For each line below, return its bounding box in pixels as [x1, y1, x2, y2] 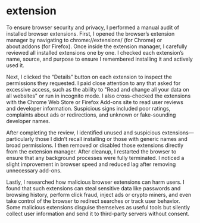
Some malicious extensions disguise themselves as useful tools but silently [6, 203, 190, 211]
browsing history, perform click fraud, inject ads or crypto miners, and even [6, 191, 192, 198]
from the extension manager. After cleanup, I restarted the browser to [6, 147, 177, 155]
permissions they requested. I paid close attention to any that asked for [6, 79, 181, 87]
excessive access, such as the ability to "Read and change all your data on [6, 86, 189, 93]
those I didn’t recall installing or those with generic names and [35, 135, 187, 142]
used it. [6, 61, 25, 69]
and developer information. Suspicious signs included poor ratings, [6, 105, 171, 112]
